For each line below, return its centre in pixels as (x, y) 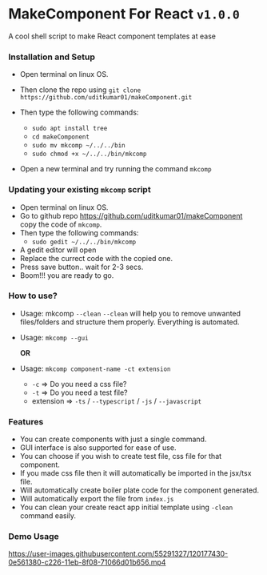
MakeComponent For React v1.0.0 (124, 14)
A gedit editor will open (58, 250)
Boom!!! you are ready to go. (67, 275)
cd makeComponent (61, 137)
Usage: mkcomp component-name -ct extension (95, 368)
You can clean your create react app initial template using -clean (126, 507)
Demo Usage (34, 537)
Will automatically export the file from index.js (97, 499)
